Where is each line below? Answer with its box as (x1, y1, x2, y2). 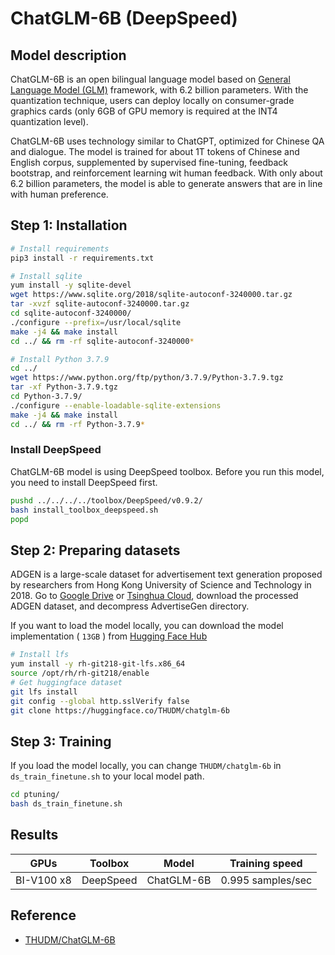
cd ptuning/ (10, 790, 60, 800)
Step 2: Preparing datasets (10, 542, 181, 559)
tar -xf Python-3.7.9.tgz (10, 382, 118, 392)
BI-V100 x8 (15, 873, 72, 887)
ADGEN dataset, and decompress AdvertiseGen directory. (10, 600, 250, 612)
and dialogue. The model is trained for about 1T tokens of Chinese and (10, 146, 300, 157)
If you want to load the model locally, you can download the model (10, 620, 284, 632)
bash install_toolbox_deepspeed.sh (10, 505, 159, 515)
